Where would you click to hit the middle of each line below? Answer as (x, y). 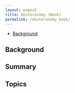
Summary (21, 67)
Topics (16, 84)
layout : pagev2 (21, 10)
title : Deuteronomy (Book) (33, 15)
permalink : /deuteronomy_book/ (38, 19)
